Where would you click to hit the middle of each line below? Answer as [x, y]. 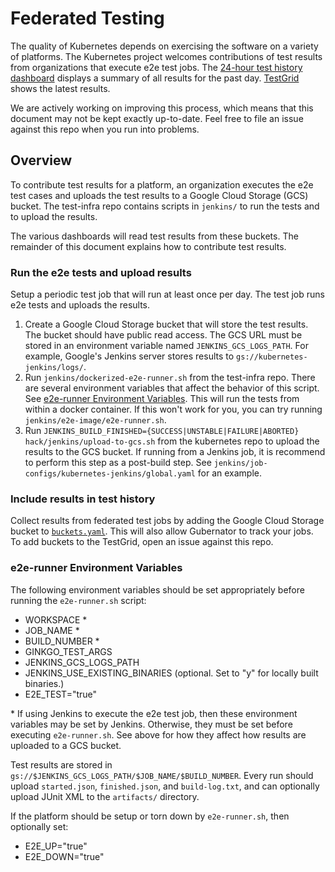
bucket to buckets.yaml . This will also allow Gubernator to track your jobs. [162, 531]
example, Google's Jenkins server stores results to [129, 356]
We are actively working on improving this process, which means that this [162, 108]
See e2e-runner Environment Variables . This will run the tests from [162, 399]
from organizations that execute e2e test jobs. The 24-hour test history [156, 67]
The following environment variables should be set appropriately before [157, 589]
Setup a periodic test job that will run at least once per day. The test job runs [167, 294]
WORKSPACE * [56, 619]
